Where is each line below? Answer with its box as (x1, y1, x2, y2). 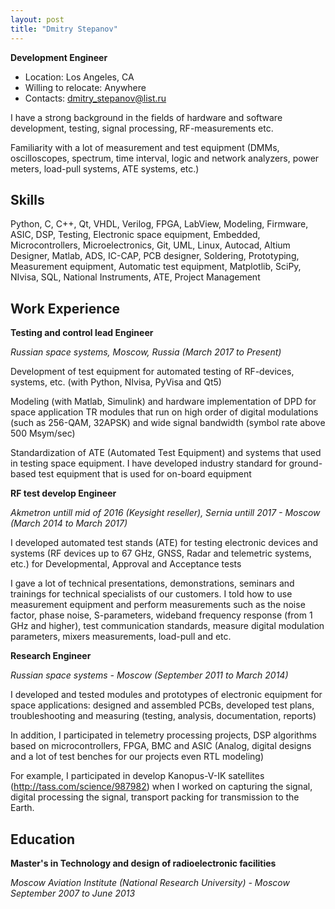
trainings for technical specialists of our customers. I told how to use (10, 588, 293, 600)
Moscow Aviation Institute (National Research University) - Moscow (10, 876, 290, 888)
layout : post (10, 14, 65, 25)
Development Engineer (10, 51, 108, 63)
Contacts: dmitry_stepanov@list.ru (24, 92, 167, 104)
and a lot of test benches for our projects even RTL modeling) (10, 751, 265, 763)
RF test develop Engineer (10, 487, 117, 500)
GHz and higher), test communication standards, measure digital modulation (10, 620, 325, 632)
